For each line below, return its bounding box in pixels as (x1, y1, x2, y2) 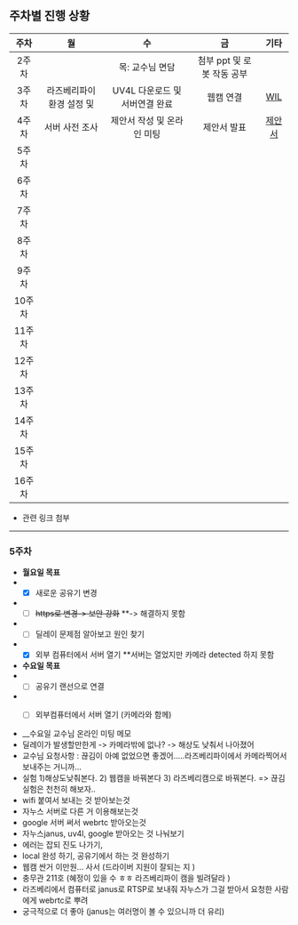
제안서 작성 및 (110, 114, 165, 126)
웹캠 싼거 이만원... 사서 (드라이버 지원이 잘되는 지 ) (21, 862, 196, 873)
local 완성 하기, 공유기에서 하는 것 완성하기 (21, 850, 170, 861)
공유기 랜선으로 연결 (35, 681, 105, 692)
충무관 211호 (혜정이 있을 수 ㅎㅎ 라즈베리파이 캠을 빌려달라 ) (21, 873, 231, 883)
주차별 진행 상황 (9, 8, 90, 24)
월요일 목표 (21, 567, 60, 578)
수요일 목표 (21, 661, 60, 672)
